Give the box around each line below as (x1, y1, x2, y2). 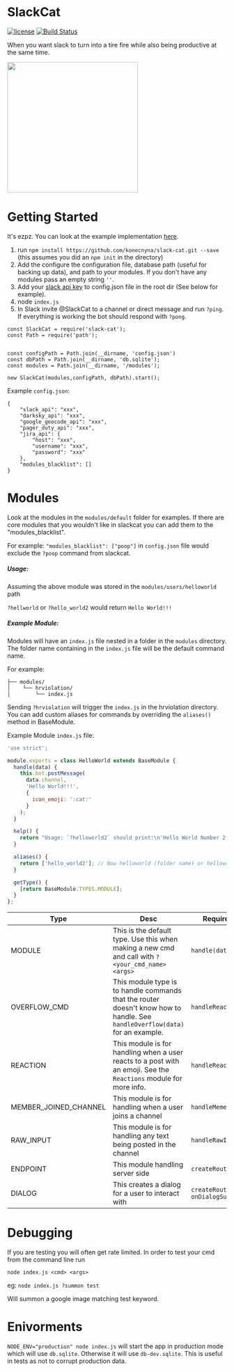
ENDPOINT (10, 1164, 47, 1174)
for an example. (112, 1027, 164, 1037)
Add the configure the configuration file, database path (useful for (17, 260, 208, 269)
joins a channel (112, 1111, 162, 1121)
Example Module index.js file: (7, 731, 95, 739)
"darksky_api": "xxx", (19, 412, 86, 419)
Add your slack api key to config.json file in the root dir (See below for (17, 283, 218, 291)
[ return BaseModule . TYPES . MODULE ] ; (19, 885, 123, 892)
